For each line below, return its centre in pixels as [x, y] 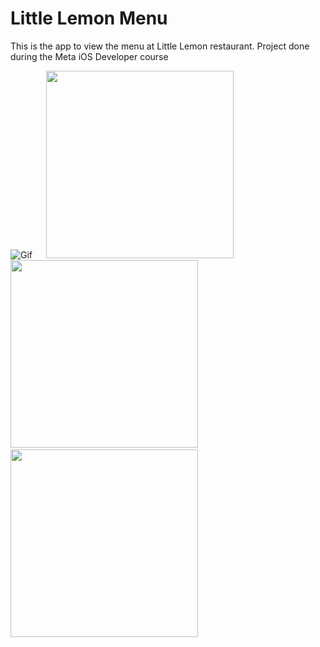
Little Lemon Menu [89, 18]
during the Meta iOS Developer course [89, 56]
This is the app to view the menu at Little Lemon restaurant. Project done [160, 46]
